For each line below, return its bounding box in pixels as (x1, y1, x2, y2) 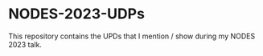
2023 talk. (8, 39, 43, 49)
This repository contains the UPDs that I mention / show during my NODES (8, 31, 256, 41)
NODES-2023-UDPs (8, 5, 145, 23)
